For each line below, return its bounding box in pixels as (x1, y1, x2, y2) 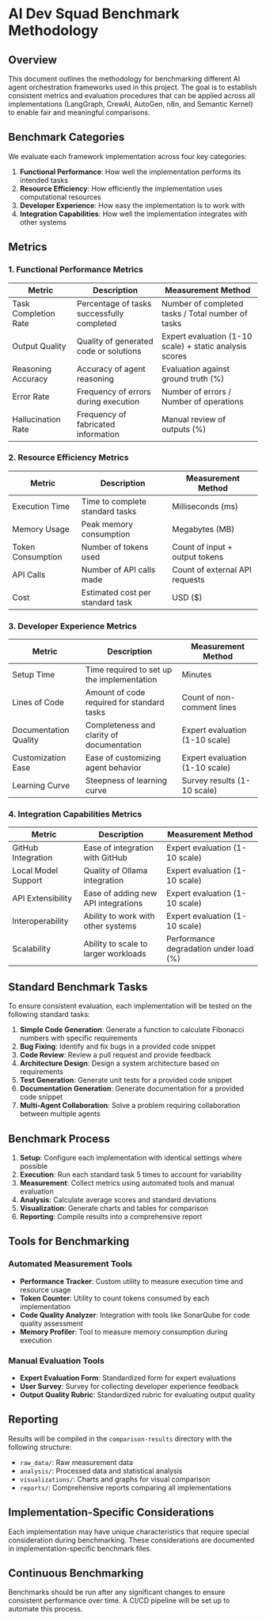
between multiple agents (19, 1109, 101, 1118)
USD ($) (172, 591, 203, 602)
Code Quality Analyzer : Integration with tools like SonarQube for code (19, 1310, 250, 1319)
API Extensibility (12, 893, 73, 904)
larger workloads (83, 948, 146, 959)
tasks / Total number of (161, 308, 248, 319)
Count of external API (172, 564, 252, 575)
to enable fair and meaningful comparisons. (8, 108, 150, 117)
